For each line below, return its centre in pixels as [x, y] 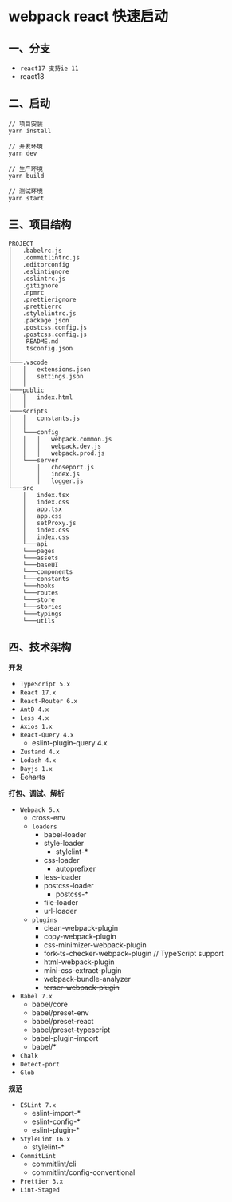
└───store [39, 599]
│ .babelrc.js [35, 251]
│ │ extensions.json [49, 369]
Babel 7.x [36, 997]
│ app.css [42, 516]
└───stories [42, 607]
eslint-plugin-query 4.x [69, 743]
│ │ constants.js [44, 418]
